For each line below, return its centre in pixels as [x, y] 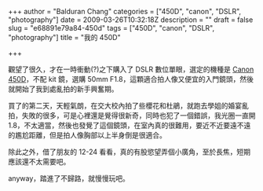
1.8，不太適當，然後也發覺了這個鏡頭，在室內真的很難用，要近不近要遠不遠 [130, 125]
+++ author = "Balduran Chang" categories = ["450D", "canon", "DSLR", [125, 11]
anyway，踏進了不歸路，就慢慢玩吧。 [69, 178]
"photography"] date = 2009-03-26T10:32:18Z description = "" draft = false [131, 20]
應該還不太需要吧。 [39, 162]
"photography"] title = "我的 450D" [64, 37]
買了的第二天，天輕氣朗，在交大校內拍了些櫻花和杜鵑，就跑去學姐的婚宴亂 [128, 106]
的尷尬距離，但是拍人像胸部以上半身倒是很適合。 [87, 135]
